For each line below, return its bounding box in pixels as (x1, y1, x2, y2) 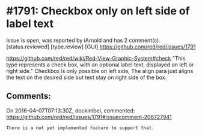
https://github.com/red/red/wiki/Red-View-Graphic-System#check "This (6, 54, 186, 62)
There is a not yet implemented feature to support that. (6, 124, 155, 131)
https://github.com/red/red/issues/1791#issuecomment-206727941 (6, 113, 173, 120)
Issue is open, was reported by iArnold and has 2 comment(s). (6, 36, 161, 44)
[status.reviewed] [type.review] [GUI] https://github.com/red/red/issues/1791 (6, 43, 196, 50)
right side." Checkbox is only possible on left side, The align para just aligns (6, 67, 194, 74)
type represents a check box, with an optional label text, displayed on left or (6, 61, 194, 68)
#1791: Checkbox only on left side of (6, 4, 191, 18)
